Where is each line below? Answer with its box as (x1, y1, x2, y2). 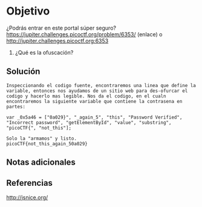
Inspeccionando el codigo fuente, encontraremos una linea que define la (6, 82, 197, 88)
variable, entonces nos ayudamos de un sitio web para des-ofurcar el (6, 88, 188, 94)
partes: (6, 103, 26, 110)
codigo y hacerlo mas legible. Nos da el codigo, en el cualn (6, 93, 166, 99)
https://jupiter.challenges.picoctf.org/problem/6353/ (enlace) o (6, 30, 163, 38)
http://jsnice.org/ (6, 194, 48, 201)
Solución (6, 67, 41, 77)
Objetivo (6, 4, 50, 18)
